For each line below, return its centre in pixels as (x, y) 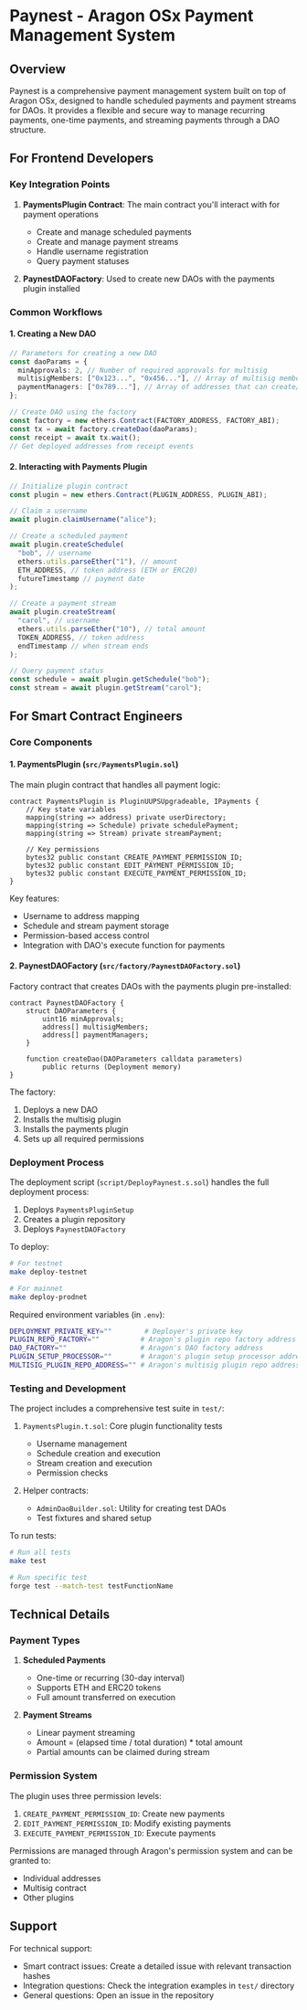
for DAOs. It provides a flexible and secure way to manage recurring (137, 110)
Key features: (34, 898)
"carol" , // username (59, 621)
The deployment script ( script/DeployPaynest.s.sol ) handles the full (139, 1182)
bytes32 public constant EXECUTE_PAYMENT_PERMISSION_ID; (137, 873)
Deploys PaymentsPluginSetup (78, 1210)
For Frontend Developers (81, 159)
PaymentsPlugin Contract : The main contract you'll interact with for (151, 204)
